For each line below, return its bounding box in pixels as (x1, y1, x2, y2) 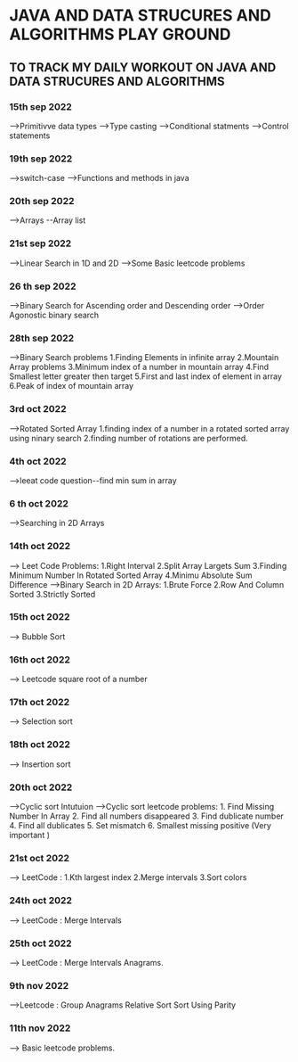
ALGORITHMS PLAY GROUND (9, 24, 231, 45)
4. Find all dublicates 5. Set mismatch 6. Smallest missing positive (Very (9, 820, 271, 831)
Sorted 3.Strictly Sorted (9, 589, 96, 599)
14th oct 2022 (9, 540, 71, 553)
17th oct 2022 (9, 696, 70, 709)
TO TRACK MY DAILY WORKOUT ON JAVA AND (9, 60, 277, 75)
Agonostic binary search (9, 309, 100, 321)
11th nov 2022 (9, 1022, 71, 1034)
